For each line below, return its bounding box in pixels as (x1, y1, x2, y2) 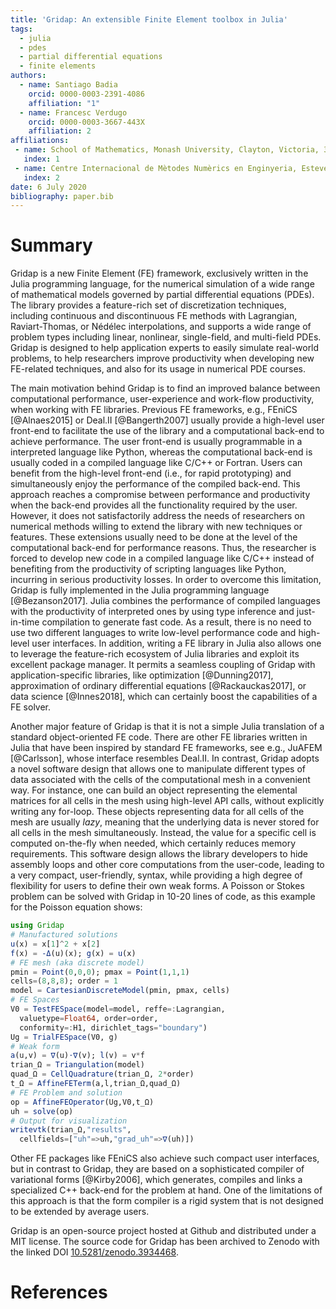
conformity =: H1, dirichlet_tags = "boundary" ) (19, 1022, 208, 1033)
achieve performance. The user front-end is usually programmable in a (10, 436, 303, 448)
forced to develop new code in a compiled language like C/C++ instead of (10, 552, 315, 565)
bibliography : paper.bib (10, 191, 114, 201)
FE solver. (10, 701, 52, 713)
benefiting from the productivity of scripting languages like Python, (10, 563, 287, 575)
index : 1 (23, 154, 60, 164)
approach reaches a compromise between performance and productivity (10, 489, 311, 501)
